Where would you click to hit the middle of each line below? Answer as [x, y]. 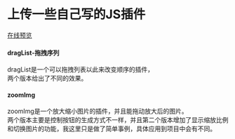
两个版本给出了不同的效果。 [47, 79]
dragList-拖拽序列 [33, 53]
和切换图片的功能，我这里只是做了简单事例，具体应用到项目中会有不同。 [112, 129]
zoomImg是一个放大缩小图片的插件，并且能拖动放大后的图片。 [98, 111]
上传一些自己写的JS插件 [76, 14]
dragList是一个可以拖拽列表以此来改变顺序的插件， [81, 69]
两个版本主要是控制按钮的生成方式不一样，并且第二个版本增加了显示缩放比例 [118, 120]
